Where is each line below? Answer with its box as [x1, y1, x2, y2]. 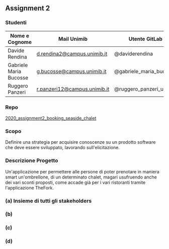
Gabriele [8, 61, 28, 69]
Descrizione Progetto [5, 157, 58, 164]
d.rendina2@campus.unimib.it [36, 50, 108, 57]
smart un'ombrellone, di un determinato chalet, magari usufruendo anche [5, 174, 157, 180]
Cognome [8, 38, 32, 45]
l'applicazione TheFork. [5, 184, 54, 191]
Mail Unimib [58, 35, 88, 42]
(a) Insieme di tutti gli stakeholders [5, 197, 92, 204]
